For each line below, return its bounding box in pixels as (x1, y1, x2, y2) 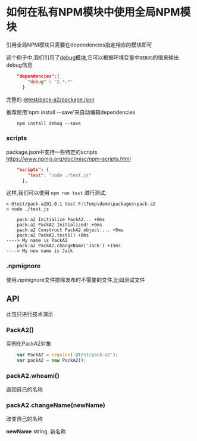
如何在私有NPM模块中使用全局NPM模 (6, 5, 191, 19)
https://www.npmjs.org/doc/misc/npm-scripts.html (6, 155, 131, 162)
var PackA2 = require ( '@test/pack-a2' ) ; (17, 352, 118, 358)
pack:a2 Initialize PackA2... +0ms (17, 217, 105, 223)
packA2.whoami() (6, 371, 60, 380)
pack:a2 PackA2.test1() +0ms (17, 232, 89, 238)
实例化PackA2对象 (6, 340, 52, 347)
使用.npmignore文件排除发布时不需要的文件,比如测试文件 (6, 276, 146, 283)
